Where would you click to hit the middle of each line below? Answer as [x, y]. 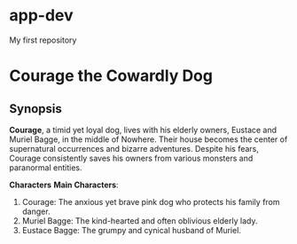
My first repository [43, 40]
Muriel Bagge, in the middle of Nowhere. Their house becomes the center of [148, 139]
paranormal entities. [46, 167]
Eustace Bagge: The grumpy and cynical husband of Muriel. [132, 230]
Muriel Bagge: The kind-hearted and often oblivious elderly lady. [140, 220]
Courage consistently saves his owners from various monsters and [131, 158]
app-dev [41, 16]
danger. [36, 211]
